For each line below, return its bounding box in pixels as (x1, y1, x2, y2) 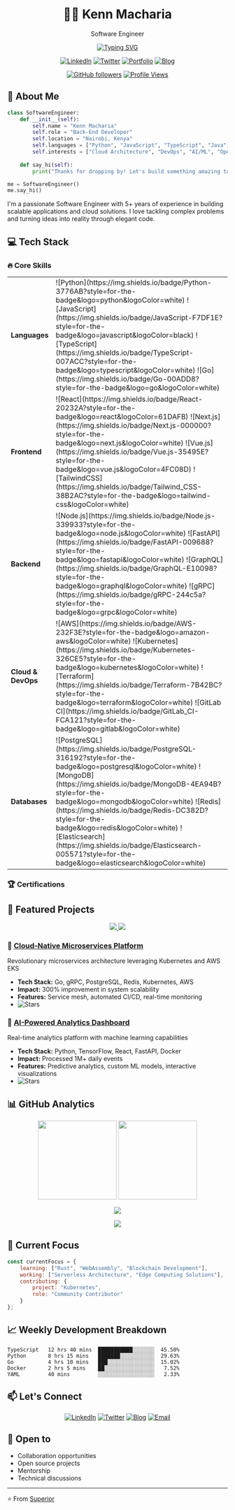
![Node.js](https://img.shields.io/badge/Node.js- (55, 511, 215, 520)
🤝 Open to (7, 1433, 51, 1445)
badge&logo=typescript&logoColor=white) (55, 365, 196, 375)
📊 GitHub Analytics (7, 1098, 95, 1110)
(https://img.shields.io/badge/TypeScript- (55, 347, 194, 357)
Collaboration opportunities (17, 1452, 97, 1460)
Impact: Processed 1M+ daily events (17, 1055, 123, 1063)
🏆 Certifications (7, 879, 65, 889)
